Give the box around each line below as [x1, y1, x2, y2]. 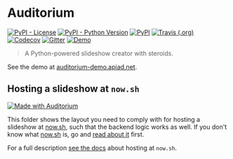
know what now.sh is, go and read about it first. [7, 130, 145, 138]
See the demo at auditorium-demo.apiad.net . [7, 62, 138, 71]
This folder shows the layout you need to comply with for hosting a [7, 115, 201, 123]
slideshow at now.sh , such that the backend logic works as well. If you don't [7, 123, 227, 131]
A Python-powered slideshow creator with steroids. [24, 49, 173, 57]
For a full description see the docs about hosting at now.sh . [7, 144, 178, 152]
